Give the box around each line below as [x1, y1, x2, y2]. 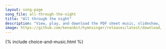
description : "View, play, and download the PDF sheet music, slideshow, [5, 21, 161, 26]
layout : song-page [5, 7, 43, 12]
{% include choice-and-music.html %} [5, 39, 83, 45]
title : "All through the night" [5, 16, 72, 21]
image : [5, 25, 19, 30]
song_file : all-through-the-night [5, 12, 77, 17]
